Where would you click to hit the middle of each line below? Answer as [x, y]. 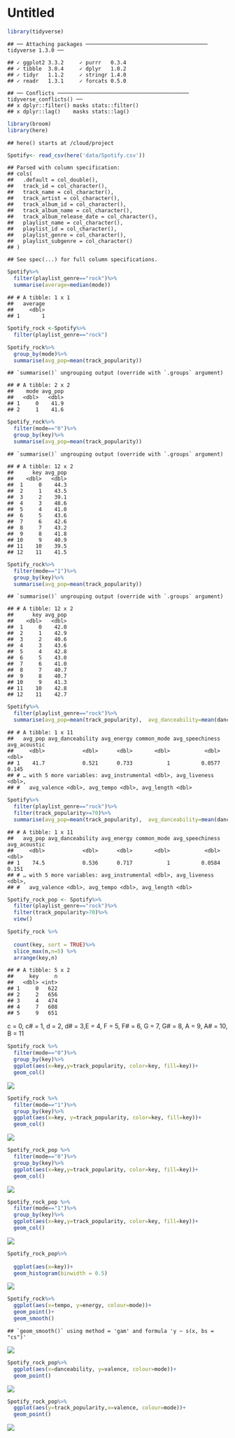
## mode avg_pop [36, 391]
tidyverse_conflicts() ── [45, 99]
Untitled [31, 13]
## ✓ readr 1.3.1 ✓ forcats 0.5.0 [67, 81]
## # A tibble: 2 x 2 [39, 385]
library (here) [28, 130]
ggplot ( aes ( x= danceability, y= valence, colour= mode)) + [95, 1369]
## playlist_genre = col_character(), [67, 235]
